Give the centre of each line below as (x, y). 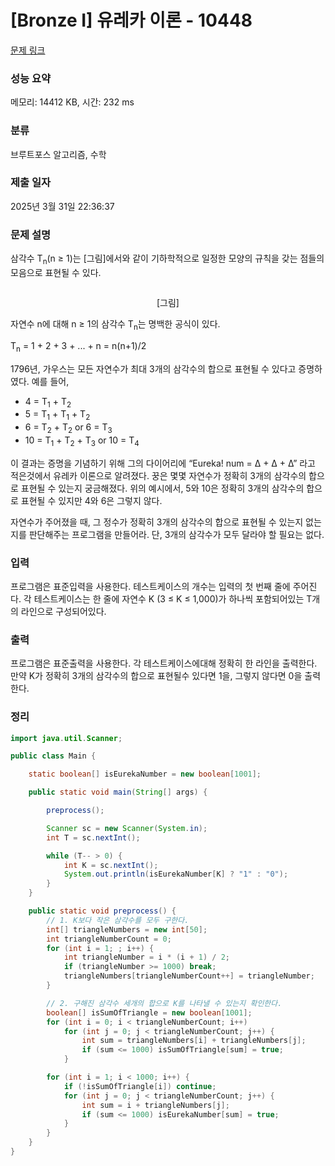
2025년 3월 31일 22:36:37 (62, 206)
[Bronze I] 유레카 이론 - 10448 (131, 20)
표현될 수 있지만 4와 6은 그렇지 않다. (91, 500)
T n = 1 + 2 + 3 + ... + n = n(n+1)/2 (78, 346)
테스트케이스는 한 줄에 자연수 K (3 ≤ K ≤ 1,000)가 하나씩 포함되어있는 (169, 599)
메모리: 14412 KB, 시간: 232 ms (72, 102)
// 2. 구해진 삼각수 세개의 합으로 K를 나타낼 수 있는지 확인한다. (164, 1003)
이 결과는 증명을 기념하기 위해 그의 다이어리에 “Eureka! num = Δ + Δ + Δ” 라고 (163, 463)
